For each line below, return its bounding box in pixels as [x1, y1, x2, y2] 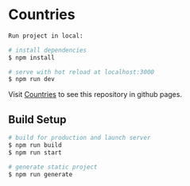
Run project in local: [8, 32, 83, 40]
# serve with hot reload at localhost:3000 [8, 68, 155, 76]
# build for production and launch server [8, 134, 151, 142]
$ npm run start [8, 149, 62, 157]
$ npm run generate [8, 170, 73, 178]
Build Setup [8, 113, 67, 126]
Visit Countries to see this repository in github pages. [8, 90, 183, 99]
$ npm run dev [8, 76, 56, 83]
